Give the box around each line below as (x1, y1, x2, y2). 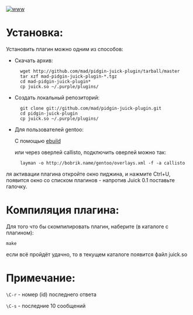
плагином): (6, 229, 34, 236)
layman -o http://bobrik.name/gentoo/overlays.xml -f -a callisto (20, 160, 185, 166)
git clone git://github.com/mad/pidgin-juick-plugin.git (20, 105, 162, 111)
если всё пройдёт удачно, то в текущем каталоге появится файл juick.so (6, 250, 188, 258)
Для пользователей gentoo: (14, 126, 84, 133)
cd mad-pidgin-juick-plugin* (20, 78, 91, 85)
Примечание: (6, 272, 76, 285)
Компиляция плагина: (6, 203, 119, 217)
